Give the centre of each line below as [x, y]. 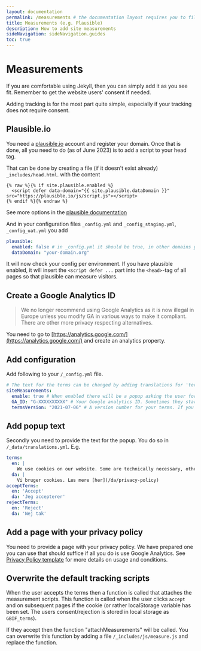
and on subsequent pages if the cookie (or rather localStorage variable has [99, 605]
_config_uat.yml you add [37, 230]
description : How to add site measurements [61, 28]
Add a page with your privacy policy [75, 532]
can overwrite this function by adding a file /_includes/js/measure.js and [97, 636]
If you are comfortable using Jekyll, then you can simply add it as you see [97, 86]
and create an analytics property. [124, 341]
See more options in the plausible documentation [67, 212]
